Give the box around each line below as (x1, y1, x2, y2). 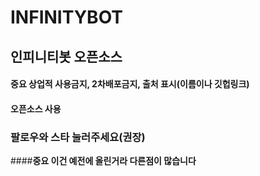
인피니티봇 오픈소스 (10, 48, 123, 65)
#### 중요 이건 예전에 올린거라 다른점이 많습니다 (10, 155, 197, 167)
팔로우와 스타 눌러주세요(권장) (10, 130, 146, 144)
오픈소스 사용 (10, 102, 62, 115)
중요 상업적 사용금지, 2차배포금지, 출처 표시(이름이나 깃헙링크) (10, 78, 250, 90)
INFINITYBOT (10, 6, 124, 29)
